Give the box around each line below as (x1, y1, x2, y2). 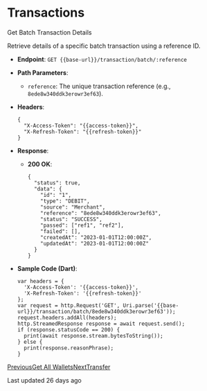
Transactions (7, 5, 85, 21)
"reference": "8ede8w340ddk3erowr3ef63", (40, 209, 161, 216)
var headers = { (17, 277, 64, 285)
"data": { (33, 185, 62, 192)
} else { (17, 338, 43, 345)
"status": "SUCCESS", (40, 216, 102, 223)
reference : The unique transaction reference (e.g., (27, 82, 171, 90)
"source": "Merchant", (40, 203, 106, 211)
